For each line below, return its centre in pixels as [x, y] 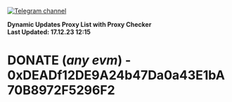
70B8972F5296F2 [61, 90]
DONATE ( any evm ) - [69, 60]
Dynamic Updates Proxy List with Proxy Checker [79, 24]
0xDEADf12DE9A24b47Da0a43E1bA [116, 76]
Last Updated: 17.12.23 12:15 [49, 32]
